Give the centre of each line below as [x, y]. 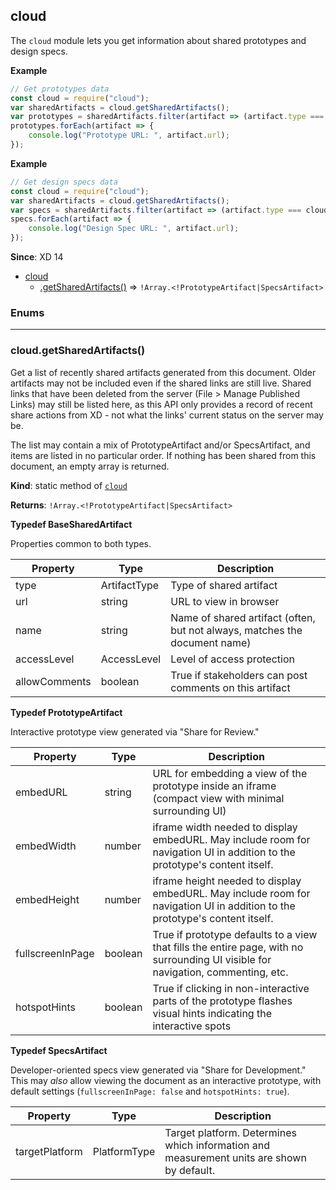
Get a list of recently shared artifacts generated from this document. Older [163, 372]
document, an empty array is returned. [90, 466]
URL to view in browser [225, 601]
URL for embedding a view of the [230, 773]
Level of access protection [232, 659]
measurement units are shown [235, 1157]
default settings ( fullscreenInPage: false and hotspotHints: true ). [150, 1091]
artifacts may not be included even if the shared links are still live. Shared [161, 383]
